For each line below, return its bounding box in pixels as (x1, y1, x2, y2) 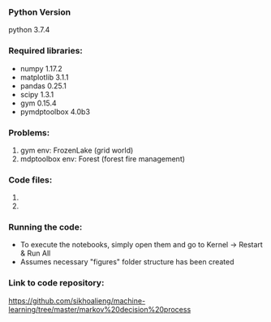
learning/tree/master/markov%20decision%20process (8, 304, 191, 314)
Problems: (8, 127, 50, 138)
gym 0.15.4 (19, 98, 57, 108)
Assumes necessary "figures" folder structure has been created (19, 257, 234, 267)
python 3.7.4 (8, 25, 50, 35)
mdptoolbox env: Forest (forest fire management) (19, 153, 185, 164)
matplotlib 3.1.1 (19, 72, 69, 82)
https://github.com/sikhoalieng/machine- (8, 295, 146, 306)
